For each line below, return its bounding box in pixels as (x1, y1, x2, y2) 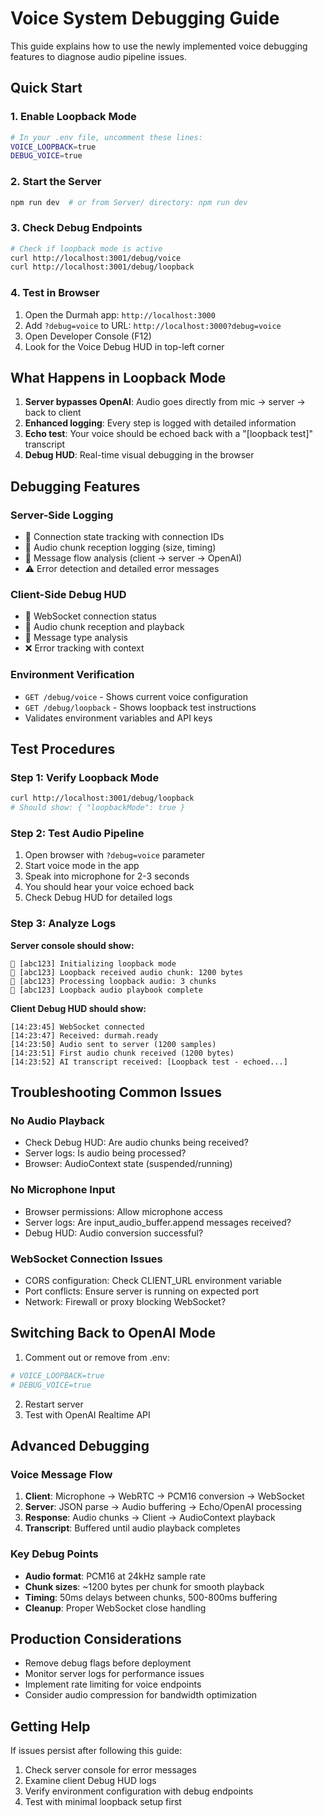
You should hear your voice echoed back (24, 881, 195, 893)
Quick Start (10, 80, 83, 97)
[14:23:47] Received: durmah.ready (10, 1030, 159, 1041)
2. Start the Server (10, 175, 102, 189)
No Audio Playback (10, 1114, 105, 1128)
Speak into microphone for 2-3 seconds (24, 870, 190, 882)
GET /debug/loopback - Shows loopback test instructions (24, 701, 257, 713)
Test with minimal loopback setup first (24, 1796, 182, 1808)
